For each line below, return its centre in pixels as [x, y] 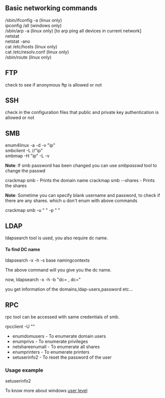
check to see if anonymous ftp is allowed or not [54, 85]
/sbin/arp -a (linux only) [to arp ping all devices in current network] [73, 31]
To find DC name [23, 249]
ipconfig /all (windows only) [33, 25]
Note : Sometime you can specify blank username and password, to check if [82, 196]
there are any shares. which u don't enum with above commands [71, 200]
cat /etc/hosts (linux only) [31, 46]
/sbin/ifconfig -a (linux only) [33, 20]
